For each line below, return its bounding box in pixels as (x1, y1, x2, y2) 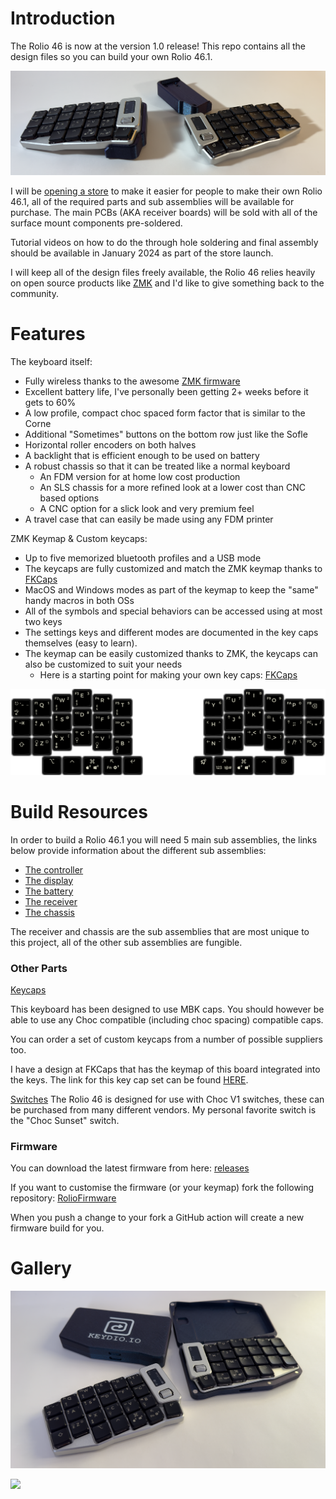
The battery (24, 885, 74, 897)
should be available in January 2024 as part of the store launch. (10, 247, 274, 259)
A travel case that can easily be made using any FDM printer (24, 513, 274, 525)
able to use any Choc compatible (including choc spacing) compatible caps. (10, 1013, 324, 1026)
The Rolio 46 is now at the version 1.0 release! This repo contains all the (10, 40, 306, 52)
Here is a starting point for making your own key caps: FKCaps (39, 668, 298, 681)
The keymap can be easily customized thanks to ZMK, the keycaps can (24, 647, 318, 659)
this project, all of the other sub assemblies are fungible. (10, 936, 243, 948)
